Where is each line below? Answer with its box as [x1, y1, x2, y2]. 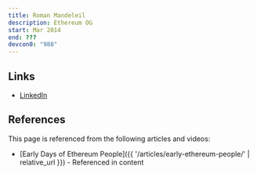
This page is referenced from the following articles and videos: [8, 134, 211, 143]
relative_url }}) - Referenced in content [19, 158, 144, 167]
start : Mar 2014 [8, 26, 61, 34]
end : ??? [8, 33, 37, 42]
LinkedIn [19, 90, 48, 100]
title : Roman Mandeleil [8, 11, 86, 20]
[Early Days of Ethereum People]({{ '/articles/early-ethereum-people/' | [19, 149, 250, 158]
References [8, 113, 66, 126]
